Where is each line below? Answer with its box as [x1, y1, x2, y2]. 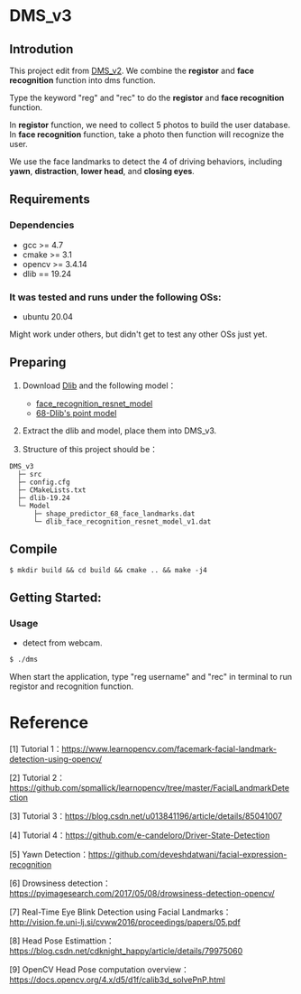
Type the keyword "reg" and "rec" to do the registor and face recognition [9, 92, 285, 103]
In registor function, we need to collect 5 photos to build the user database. [9, 119, 291, 130]
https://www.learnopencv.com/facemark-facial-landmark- [61, 744, 278, 755]
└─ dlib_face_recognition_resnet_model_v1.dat [32, 516, 212, 526]
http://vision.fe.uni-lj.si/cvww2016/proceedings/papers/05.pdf [9, 917, 241, 928]
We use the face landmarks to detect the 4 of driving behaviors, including [9, 156, 283, 167]
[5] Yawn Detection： [9, 850, 88, 860]
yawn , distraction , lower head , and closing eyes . [9, 166, 196, 176]
